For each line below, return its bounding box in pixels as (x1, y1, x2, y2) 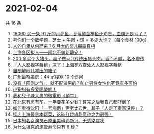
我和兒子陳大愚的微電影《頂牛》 (12, 92, 78, 98)
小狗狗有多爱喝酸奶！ (12, 86, 57, 92)
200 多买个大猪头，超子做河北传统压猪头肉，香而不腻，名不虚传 (12, 55, 145, 61)
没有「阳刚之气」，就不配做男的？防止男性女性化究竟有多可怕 (12, 80, 137, 86)
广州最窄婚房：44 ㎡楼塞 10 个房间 (12, 74, 84, 80)
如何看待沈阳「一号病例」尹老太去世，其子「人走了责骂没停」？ (12, 105, 144, 111)
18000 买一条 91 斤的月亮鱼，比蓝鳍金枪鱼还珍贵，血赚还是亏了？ (12, 30, 147, 36)
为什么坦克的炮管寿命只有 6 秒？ (12, 124, 79, 130)
